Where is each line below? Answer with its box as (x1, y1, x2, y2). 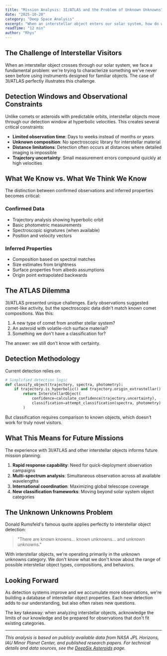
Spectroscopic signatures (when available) (12, 227, 100, 233)
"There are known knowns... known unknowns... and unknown (17, 536, 145, 543)
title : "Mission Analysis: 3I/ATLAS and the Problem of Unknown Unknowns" (5, 7, 164, 12)
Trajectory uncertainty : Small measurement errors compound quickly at (12, 155, 162, 161)
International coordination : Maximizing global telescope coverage (12, 483, 149, 489)
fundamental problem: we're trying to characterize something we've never (5, 67, 158, 73)
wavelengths (12, 478, 39, 484)
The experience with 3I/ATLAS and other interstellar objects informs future (5, 447, 158, 453)
